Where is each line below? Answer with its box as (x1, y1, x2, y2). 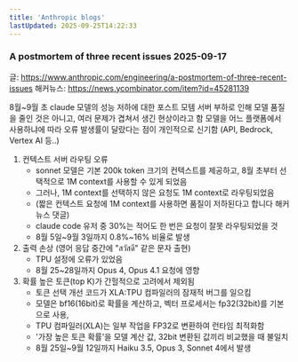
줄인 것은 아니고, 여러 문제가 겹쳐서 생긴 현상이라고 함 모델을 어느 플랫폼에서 (18, 113, 282, 123)
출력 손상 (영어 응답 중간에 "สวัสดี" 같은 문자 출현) (21, 242, 191, 253)
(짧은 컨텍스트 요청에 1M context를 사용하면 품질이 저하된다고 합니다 (35, 198, 273, 209)
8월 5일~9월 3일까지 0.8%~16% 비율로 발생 (35, 232, 190, 242)
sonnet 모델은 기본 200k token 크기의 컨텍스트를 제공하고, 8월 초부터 (35, 165, 278, 176)
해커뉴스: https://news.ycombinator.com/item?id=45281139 (34, 83, 250, 93)
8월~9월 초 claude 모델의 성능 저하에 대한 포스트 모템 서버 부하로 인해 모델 (9, 101, 269, 112)
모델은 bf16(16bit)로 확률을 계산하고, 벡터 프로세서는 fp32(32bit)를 (35, 298, 269, 309)
